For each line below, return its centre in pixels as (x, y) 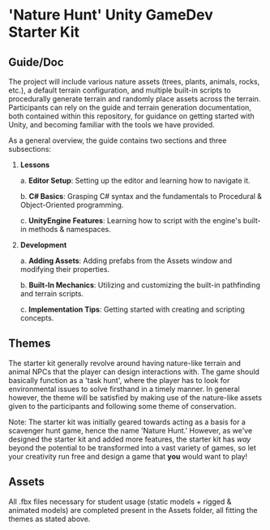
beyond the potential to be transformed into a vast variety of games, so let (133, 447)
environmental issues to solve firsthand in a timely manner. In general (124, 389)
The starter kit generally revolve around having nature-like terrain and (125, 363)
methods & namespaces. (70, 229)
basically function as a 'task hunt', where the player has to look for (119, 380)
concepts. (37, 318)
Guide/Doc (36, 62)
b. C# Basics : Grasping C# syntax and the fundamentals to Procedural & (141, 196)
